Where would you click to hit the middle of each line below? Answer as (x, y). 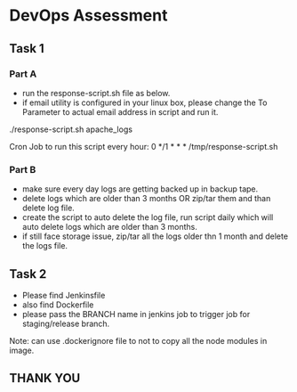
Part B (23, 169)
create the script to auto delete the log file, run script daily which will (148, 217)
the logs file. (45, 246)
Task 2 (28, 274)
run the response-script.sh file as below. (96, 93)
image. (22, 350)
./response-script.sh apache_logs (71, 129)
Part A (23, 74)
